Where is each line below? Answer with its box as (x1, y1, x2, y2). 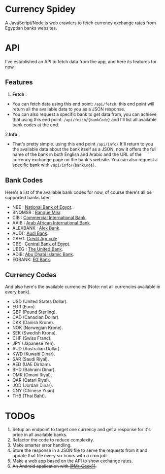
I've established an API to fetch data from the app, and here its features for (5, 58, 157, 65)
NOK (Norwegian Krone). (12, 325, 63, 331)
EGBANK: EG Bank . (12, 256, 52, 262)
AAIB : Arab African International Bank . (12, 219, 91, 225)
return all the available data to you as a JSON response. (12, 106, 126, 112)
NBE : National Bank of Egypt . (12, 204, 73, 210)
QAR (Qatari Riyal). (12, 377, 51, 383)
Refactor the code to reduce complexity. (12, 437, 95, 443)
